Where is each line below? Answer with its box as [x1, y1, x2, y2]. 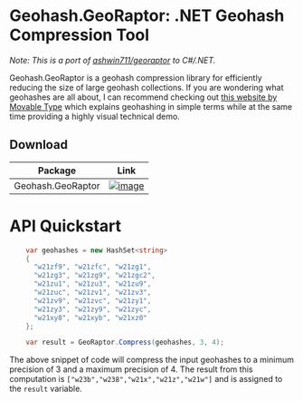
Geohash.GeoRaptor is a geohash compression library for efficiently [9, 72, 262, 83]
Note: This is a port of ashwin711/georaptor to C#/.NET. [9, 54, 216, 65]
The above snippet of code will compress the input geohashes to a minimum [9, 355, 294, 366]
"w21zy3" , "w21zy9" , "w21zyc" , [33, 305, 152, 314]
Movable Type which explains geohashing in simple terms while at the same [9, 101, 293, 112]
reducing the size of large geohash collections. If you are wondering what [9, 82, 284, 93]
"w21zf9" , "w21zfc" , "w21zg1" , [33, 262, 152, 272]
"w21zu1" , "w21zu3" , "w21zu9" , [33, 279, 152, 289]
